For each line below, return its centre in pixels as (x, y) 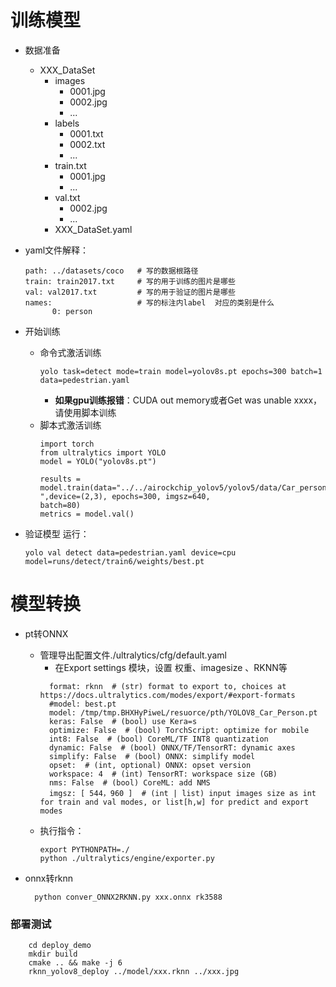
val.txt (67, 197)
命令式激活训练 (70, 352)
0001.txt (86, 133)
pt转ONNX (46, 633)
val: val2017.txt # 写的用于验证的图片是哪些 (130, 292)
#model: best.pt (82, 704)
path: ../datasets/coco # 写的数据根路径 (111, 271)
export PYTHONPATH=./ (84, 849)
